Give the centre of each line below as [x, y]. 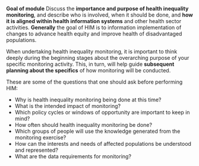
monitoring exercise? [40, 138]
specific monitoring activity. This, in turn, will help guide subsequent [90, 64]
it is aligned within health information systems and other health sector [94, 21]
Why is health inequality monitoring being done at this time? [88, 100]
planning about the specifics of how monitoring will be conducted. [89, 70]
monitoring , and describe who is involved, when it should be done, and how [99, 15]
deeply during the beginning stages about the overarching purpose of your [98, 58]
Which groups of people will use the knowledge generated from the [97, 131]
